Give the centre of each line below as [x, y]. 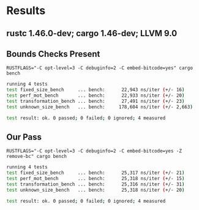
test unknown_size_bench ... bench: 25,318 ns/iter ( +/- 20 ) [96, 190]
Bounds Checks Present [53, 54]
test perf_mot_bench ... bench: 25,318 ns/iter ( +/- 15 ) [96, 179]
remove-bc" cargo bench [37, 157]
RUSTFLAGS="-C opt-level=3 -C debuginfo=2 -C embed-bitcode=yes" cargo [99, 68]
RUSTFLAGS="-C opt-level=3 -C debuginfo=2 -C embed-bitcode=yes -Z [94, 151]
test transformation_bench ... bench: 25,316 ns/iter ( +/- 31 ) [96, 184]
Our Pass [24, 137]
